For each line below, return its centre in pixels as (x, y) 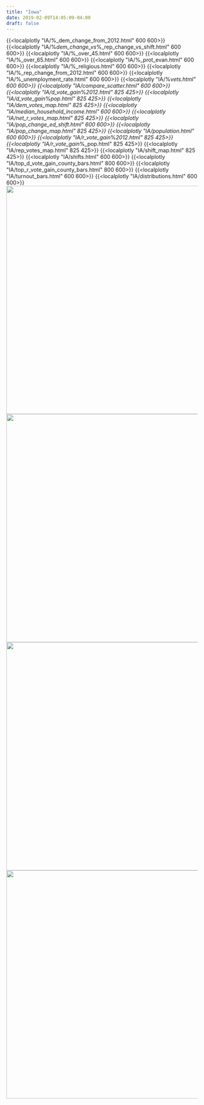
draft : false (23, 23)
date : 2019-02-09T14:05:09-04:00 (49, 18)
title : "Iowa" (24, 12)
